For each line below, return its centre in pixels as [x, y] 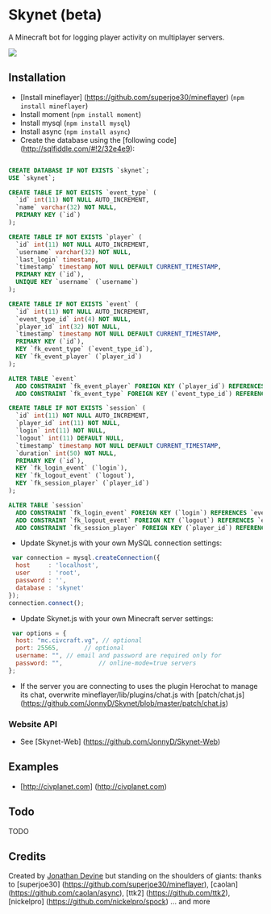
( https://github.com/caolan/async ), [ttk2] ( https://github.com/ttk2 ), [119, 893]
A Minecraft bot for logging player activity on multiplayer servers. [117, 37]
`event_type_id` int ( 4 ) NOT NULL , [73, 319]
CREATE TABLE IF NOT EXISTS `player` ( [75, 237]
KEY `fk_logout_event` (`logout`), [75, 476]
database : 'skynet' [50, 588]
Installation [37, 78]
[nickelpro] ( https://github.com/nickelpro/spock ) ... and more [109, 902]
